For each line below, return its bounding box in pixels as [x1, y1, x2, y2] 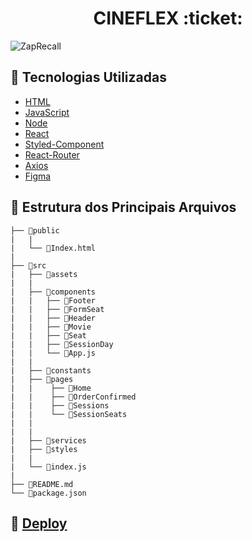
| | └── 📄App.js [10, 348, 97, 358]
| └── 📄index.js [10, 462, 87, 472]
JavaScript [24, 106, 70, 118]
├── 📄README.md [10, 479, 74, 489]
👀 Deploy [10, 515, 68, 532]
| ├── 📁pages [10, 374, 74, 384]
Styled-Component [24, 138, 105, 150]
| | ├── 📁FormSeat [10, 304, 105, 314]
